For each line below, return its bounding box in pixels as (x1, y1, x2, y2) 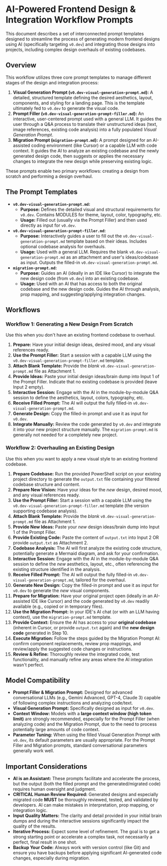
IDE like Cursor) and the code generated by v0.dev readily (31, 598, 150, 604)
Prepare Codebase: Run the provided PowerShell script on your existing (12, 470, 161, 476)
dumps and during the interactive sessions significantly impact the (12, 818, 150, 824)
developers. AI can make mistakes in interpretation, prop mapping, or (12, 802, 155, 808)
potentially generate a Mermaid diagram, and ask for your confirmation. (12, 550, 160, 556)
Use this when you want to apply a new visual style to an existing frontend (5, 455, 158, 461)
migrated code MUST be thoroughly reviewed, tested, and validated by (12, 797, 159, 803)
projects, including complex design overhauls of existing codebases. (5, 46, 146, 52)
